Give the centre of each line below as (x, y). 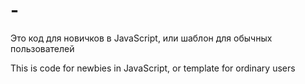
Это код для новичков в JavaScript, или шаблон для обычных (141, 38)
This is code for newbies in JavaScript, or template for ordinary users (153, 68)
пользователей (42, 48)
